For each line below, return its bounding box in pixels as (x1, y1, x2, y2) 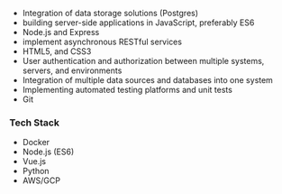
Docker (22, 137, 50, 148)
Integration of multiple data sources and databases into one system (22, 75, 273, 85)
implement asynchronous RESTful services (22, 36, 183, 47)
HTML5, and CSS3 (22, 46, 92, 57)
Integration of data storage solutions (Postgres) (22, 8, 199, 18)
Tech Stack (9, 116, 60, 129)
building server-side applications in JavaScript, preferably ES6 (22, 17, 255, 28)
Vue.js (22, 156, 47, 167)
